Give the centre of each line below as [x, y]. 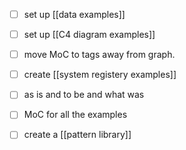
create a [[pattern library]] [77, 135]
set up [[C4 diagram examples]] [89, 35]
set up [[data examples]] [74, 14]
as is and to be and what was [84, 95]
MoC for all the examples [75, 115]
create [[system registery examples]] [100, 75]
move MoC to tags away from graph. [99, 55]
